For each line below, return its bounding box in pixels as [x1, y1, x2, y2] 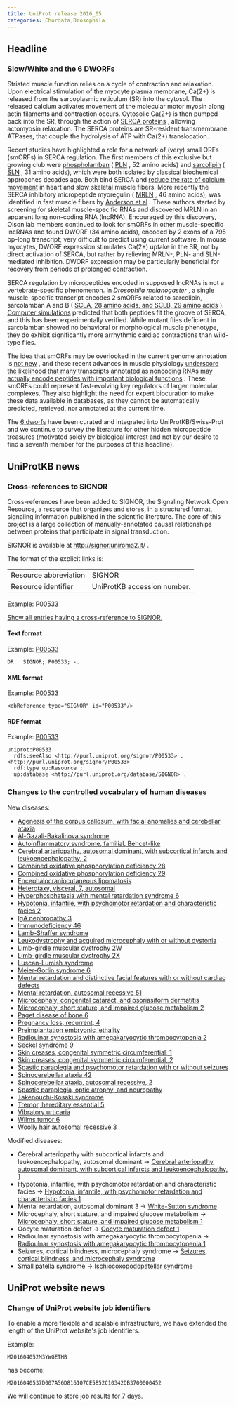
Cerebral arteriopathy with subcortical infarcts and [17, 1149, 164, 1158]
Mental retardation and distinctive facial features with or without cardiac [17, 973, 226, 982]
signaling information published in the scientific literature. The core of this [7, 512, 221, 520]
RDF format [7, 717, 41, 725]
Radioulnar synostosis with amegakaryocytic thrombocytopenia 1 [17, 1239, 206, 1248]
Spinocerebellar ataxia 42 [17, 1070, 93, 1078]
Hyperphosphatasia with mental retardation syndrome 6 [17, 891, 180, 899]
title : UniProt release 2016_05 [7, 10, 102, 18]
